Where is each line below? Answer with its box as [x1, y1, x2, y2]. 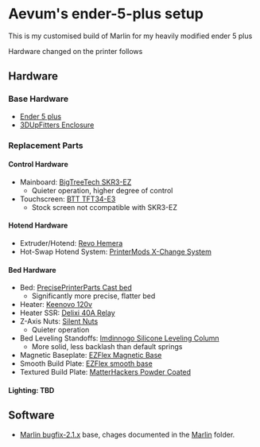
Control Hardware [8, 160, 69, 169]
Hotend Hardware [8, 220, 68, 231]
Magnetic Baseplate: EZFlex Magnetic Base [19, 351, 162, 360]
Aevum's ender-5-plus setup [8, 5, 204, 23]
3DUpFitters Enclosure [19, 120, 95, 130]
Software [8, 409, 55, 422]
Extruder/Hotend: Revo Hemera [19, 238, 123, 247]
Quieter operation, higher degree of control [31, 185, 173, 195]
